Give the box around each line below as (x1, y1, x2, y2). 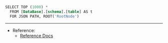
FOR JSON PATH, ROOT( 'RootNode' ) (9, 14, 79, 19)
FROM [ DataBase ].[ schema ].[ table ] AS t (9, 9, 93, 14)
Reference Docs (19, 33, 53, 39)
